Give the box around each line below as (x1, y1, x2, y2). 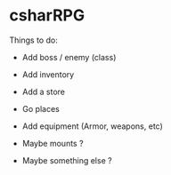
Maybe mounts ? (21, 138, 84, 148)
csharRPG (9, 5, 85, 26)
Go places (21, 103, 60, 114)
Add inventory (21, 68, 75, 80)
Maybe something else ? (21, 155, 113, 165)
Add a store (21, 86, 65, 97)
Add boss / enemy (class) (21, 52, 117, 62)
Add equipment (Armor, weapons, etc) (21, 121, 163, 131)
